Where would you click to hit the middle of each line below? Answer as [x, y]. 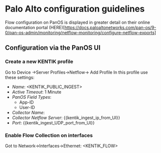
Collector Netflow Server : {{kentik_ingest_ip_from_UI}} [66, 118]
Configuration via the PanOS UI [53, 48]
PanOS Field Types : [32, 97]
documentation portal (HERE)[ [35, 27]
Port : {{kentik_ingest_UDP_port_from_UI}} [53, 122]
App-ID [26, 102]
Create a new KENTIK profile [39, 61]
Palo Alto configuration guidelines [75, 9]
